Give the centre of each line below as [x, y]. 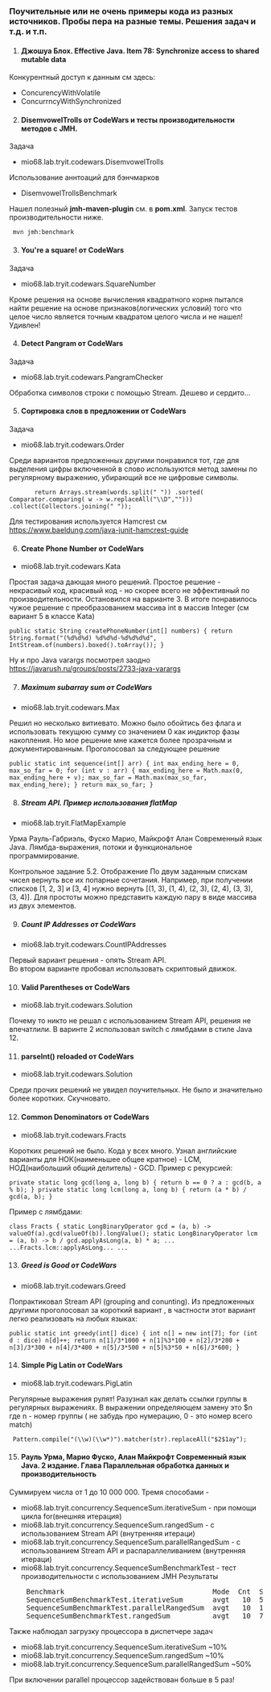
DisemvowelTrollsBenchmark [69, 193]
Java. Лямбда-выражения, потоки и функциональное [101, 847]
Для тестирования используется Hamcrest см [88, 521]
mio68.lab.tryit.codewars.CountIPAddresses [94, 945]
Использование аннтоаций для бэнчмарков [84, 178]
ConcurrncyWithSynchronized [71, 102]
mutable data [43, 59]
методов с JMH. [49, 128]
